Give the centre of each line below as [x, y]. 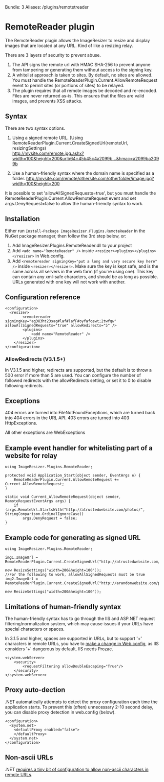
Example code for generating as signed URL [73, 537]
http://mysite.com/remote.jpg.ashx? [48, 153]
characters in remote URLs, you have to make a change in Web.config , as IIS [82, 643]
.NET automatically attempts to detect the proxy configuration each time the [81, 702]
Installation [22, 219]
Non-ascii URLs [29, 758]
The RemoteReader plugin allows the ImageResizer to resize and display [78, 40]
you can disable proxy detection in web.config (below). [61, 712]
